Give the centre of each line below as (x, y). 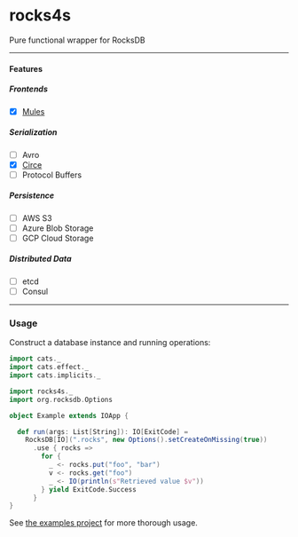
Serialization (33, 132)
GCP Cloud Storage (58, 238)
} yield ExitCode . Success (89, 489)
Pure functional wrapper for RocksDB (77, 40)
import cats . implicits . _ (55, 375)
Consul (35, 291)
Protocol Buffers (52, 175)
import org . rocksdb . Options (61, 399)
